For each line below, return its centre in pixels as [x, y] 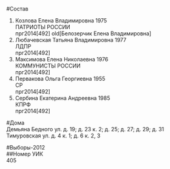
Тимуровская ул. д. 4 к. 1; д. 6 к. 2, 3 [53, 136]
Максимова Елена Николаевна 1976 [62, 59]
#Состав [17, 9]
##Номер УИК [25, 154]
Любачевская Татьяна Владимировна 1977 [70, 40]
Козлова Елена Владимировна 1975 [61, 20]
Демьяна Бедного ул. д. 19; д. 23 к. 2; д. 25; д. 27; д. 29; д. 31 [85, 129]
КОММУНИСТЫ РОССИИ [48, 66]
